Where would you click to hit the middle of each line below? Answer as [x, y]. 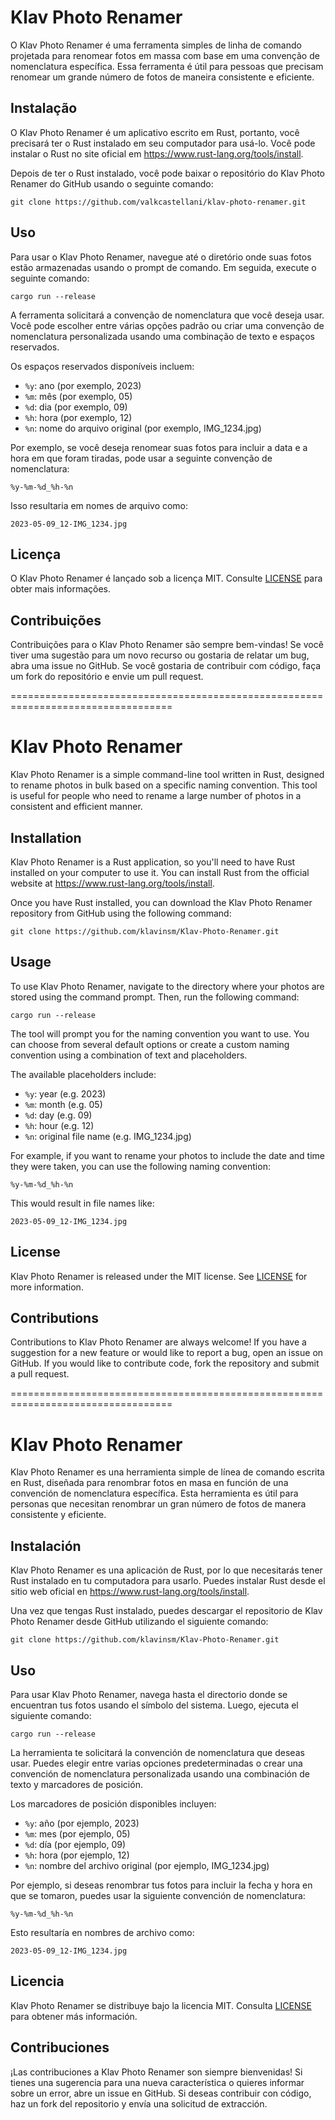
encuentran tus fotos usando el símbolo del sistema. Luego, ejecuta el [154, 1705]
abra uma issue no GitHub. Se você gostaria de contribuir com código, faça [166, 666]
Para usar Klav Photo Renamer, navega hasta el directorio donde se [149, 1694]
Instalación [46, 1546]
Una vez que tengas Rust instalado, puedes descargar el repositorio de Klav [166, 1611]
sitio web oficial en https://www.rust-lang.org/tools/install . [130, 1592]
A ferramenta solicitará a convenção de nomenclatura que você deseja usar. [167, 315]
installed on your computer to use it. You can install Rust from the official [160, 872]
